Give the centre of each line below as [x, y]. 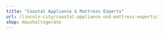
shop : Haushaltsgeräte [34, 22]
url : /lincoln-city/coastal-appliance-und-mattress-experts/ [82, 17]
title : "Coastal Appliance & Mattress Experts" [65, 11]
